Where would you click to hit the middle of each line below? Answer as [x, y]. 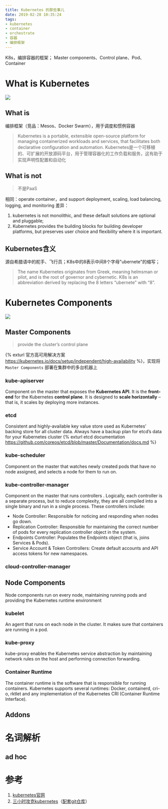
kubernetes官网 [29, 795]
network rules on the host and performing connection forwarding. [73, 659]
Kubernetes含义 [31, 249]
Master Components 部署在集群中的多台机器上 [51, 367]
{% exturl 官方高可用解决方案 [35, 355]
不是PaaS [27, 189]
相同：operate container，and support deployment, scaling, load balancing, [83, 199]
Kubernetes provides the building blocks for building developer [77, 226]
